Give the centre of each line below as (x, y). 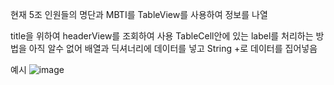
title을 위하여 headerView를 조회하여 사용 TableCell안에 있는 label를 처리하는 (162, 36)
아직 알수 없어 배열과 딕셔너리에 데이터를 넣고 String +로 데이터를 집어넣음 (173, 48)
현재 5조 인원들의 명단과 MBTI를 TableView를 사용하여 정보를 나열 (139, 14)
